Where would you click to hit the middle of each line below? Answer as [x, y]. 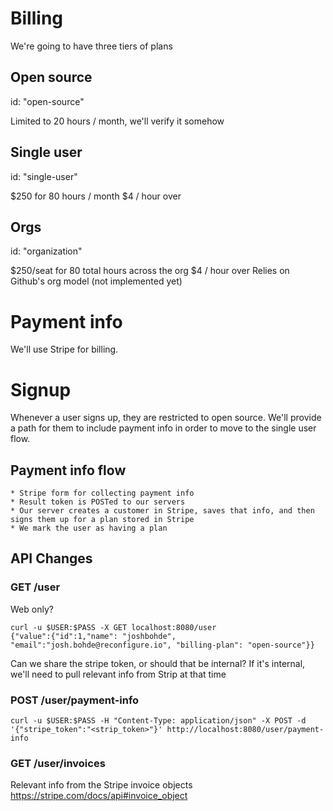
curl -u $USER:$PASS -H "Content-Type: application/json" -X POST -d [158, 721]
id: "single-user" [44, 176]
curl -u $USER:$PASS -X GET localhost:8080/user [113, 627]
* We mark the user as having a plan [89, 528]
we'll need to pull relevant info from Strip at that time [118, 674]
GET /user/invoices [58, 763]
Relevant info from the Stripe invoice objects [101, 785]
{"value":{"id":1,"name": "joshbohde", [93, 636]
